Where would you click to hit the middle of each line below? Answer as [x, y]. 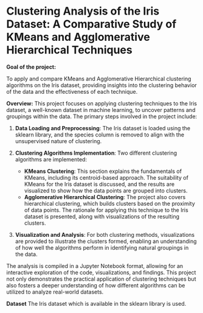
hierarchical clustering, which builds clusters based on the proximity [110, 203]
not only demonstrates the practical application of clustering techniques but [101, 279]
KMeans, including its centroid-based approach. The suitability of [106, 177]
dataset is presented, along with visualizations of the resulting [102, 216]
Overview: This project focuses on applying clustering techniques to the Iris [102, 103]
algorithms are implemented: [51, 159]
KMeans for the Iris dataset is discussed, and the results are [99, 184]
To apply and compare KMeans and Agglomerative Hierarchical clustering [99, 79]
